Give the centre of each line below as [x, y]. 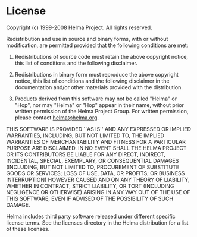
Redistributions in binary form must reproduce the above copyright [96, 74]
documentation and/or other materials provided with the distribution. [98, 87]
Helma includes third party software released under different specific [91, 216]
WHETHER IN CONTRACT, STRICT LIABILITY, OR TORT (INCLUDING [90, 186]
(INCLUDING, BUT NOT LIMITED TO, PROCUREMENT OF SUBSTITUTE [93, 167]
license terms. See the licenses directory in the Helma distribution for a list [97, 222]
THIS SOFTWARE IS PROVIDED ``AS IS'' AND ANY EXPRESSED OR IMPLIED [99, 129]
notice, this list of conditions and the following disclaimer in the [92, 81]
